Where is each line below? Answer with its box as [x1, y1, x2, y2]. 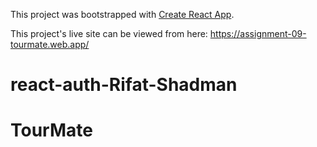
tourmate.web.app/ [10, 39, 90, 50]
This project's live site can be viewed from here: [10, 28, 208, 39]
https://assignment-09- [209, 28, 307, 39]
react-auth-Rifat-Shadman [10, 74, 238, 96]
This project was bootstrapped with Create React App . [10, 9, 235, 20]
